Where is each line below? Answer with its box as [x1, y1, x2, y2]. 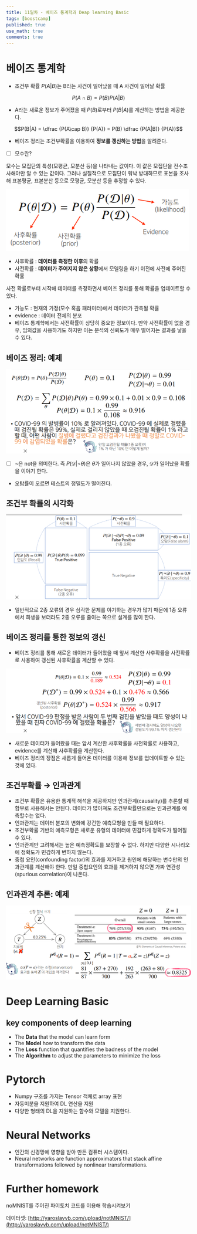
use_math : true [6, 28, 43, 34]
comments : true [6, 34, 43, 40]
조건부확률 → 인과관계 [6, 781, 81, 791]
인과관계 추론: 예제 [6, 889, 69, 899]
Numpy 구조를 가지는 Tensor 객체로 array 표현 [14, 1093, 122, 1100]
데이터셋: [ [6, 1215, 30, 1222]
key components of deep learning [6, 1018, 132, 1028]
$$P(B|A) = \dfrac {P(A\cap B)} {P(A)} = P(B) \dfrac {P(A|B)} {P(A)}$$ [14, 126, 183, 133]
